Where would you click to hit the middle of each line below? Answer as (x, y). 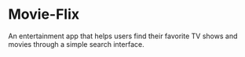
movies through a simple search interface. (76, 44)
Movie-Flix (44, 14)
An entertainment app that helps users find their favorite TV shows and (123, 36)
